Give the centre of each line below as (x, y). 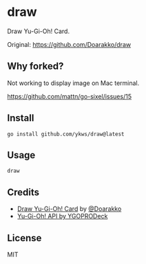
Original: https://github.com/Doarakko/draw (69, 44)
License (24, 238)
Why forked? (35, 66)
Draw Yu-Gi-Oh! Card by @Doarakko (69, 209)
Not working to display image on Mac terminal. (73, 83)
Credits (23, 192)
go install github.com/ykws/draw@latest (66, 134)
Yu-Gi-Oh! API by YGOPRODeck (62, 216)
